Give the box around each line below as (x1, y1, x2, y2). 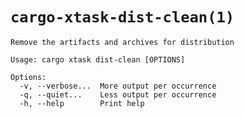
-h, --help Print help (19, 98, 145, 108)
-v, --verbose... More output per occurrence (19, 81, 217, 91)
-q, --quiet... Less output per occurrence (19, 89, 217, 100)
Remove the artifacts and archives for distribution (10, 37, 235, 47)
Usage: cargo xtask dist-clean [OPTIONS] (10, 54, 186, 65)
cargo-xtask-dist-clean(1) (10, 8, 235, 27)
